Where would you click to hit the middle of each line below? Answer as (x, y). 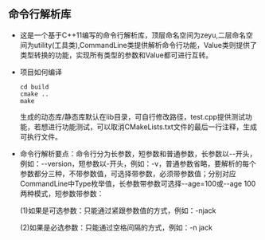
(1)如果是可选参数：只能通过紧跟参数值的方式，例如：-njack (118, 210)
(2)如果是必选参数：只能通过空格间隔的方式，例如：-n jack (116, 227)
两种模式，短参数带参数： (62, 193)
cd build (34, 87)
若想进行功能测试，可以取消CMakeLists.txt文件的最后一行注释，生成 (145, 127)
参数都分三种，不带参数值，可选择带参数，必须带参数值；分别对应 (128, 173)
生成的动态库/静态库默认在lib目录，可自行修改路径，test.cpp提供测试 (132, 116)
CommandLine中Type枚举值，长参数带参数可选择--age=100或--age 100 (138, 183)
